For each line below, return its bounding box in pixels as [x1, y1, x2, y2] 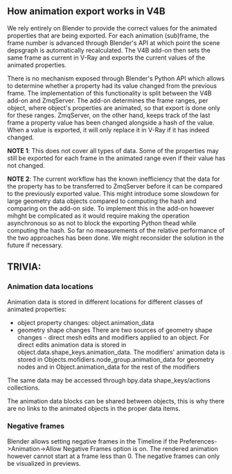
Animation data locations [7, 282, 93, 292]
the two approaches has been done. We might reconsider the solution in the [7, 234, 224, 242]
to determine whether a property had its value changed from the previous [7, 81, 217, 89]
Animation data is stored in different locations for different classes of [7, 297, 203, 306]
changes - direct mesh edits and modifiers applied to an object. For [17, 333, 210, 342]
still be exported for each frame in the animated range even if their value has [7, 154, 226, 162]
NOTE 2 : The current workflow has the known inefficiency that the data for [7, 175, 220, 183]
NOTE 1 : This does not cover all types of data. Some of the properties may [7, 146, 220, 155]
